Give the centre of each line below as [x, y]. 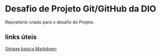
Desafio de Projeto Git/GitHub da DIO [81, 9]
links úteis [21, 37]
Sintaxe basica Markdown [31, 48]
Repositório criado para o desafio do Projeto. [50, 22]
